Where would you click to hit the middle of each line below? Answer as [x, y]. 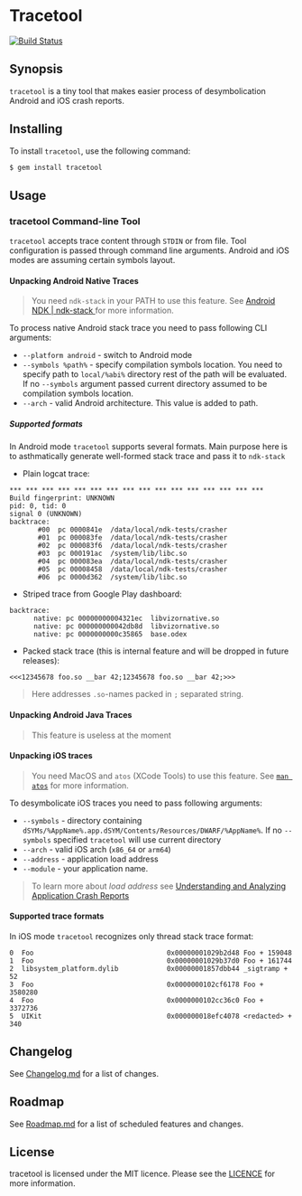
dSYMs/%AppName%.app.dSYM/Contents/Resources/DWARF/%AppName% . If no [152, 830]
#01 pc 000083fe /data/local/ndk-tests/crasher [133, 538]
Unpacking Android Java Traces [71, 714]
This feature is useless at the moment [101, 735]
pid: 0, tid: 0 [38, 506]
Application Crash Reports [80, 895]
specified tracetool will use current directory [137, 839]
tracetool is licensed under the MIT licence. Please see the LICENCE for [142, 1174]
